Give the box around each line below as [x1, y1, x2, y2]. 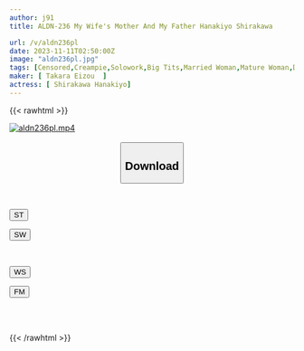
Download [125, 159, 179, 173]
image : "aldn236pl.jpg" [9, 55, 100, 64]
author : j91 [9, 13, 54, 23]
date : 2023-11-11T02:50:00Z [9, 46, 116, 55]
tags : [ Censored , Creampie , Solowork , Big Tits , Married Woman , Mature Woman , [9, 63, 294, 72]
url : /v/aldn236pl [9, 38, 79, 47]
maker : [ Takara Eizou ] [9, 71, 107, 81]
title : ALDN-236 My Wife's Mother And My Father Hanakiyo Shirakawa [9, 22, 273, 31]
